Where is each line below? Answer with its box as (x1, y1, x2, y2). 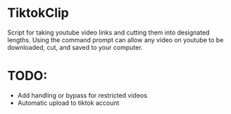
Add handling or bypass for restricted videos (17, 91, 148, 99)
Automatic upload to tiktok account (17, 99, 120, 107)
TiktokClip (7, 5, 69, 21)
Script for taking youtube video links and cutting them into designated (7, 28, 210, 37)
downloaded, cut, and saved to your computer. (7, 43, 143, 51)
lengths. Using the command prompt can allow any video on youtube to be (7, 35, 224, 44)
